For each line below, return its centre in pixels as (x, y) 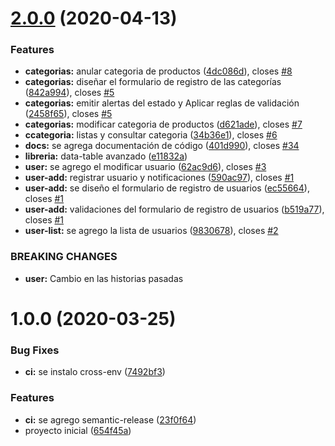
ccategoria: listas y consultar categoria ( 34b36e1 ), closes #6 (151, 135)
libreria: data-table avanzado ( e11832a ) (106, 156)
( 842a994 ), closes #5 (69, 93)
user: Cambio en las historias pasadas (104, 278)
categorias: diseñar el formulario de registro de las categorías (153, 82)
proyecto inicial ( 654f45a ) (78, 430)
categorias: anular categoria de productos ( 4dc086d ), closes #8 (158, 71)
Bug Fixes (35, 350)
